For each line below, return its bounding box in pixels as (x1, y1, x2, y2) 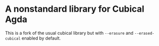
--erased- (134, 31, 155, 36)
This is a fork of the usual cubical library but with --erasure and (5, 30, 133, 36)
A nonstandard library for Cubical (5, 3, 145, 15)
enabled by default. (22, 35, 61, 41)
